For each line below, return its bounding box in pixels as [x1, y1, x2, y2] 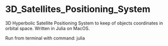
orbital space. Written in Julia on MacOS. [5, 25, 90, 31]
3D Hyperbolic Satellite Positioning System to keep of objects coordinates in [5, 20, 163, 26]
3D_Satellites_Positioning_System [5, 3, 151, 15]
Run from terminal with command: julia [5, 35, 86, 41]
